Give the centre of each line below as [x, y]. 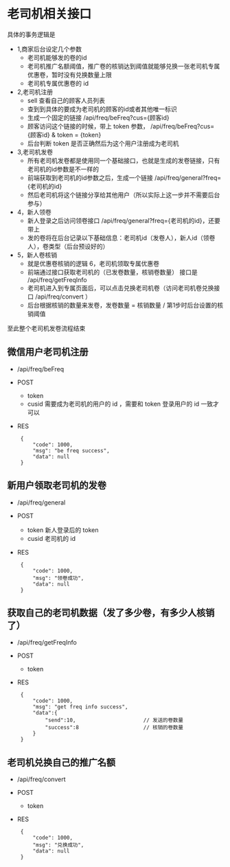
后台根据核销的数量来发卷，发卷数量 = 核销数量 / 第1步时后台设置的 [122, 305]
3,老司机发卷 [35, 152]
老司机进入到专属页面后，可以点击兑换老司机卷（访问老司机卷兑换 [120, 288]
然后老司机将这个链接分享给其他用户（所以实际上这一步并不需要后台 [124, 195]
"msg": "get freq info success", [80, 707]
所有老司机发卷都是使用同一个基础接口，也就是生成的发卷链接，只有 [124, 160]
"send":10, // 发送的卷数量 [114, 720]
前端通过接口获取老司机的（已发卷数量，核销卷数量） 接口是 [112, 272]
